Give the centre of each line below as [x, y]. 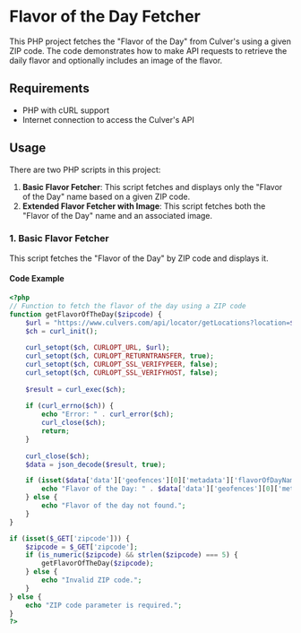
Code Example [37, 279]
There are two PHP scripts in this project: [85, 169]
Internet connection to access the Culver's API [108, 119]
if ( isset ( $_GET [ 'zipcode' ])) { [69, 538]
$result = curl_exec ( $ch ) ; [76, 389]
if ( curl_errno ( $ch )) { [70, 406]
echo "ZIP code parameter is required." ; [103, 605]
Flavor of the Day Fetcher [105, 17]
